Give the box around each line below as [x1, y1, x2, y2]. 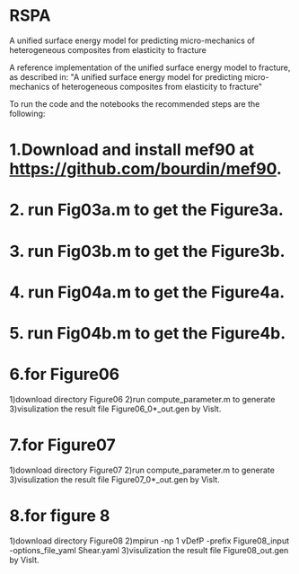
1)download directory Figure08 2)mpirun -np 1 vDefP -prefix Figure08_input [9, 535, 290, 546]
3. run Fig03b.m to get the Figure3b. [9, 241, 286, 261]
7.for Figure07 [9, 435, 117, 455]
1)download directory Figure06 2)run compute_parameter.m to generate [9, 393, 276, 404]
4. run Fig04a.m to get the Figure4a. [9, 282, 286, 302]
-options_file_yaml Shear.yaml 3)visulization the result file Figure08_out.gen [9, 544, 289, 555]
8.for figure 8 [9, 505, 110, 525]
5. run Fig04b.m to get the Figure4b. [9, 322, 286, 343]
